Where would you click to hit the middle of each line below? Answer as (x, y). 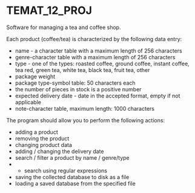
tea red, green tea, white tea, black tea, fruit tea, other (82, 70)
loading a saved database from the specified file (75, 183)
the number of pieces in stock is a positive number (78, 89)
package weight (35, 76)
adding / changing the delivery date (59, 151)
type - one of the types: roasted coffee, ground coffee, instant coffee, (102, 64)
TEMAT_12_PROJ (49, 11)
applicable (28, 102)
